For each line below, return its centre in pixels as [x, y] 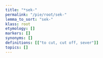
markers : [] [18, 33]
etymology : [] [20, 29]
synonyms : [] [19, 38]
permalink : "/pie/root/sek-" [36, 15]
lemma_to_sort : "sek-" [29, 19]
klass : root [18, 24]
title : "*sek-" [21, 10]
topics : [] [17, 47]
